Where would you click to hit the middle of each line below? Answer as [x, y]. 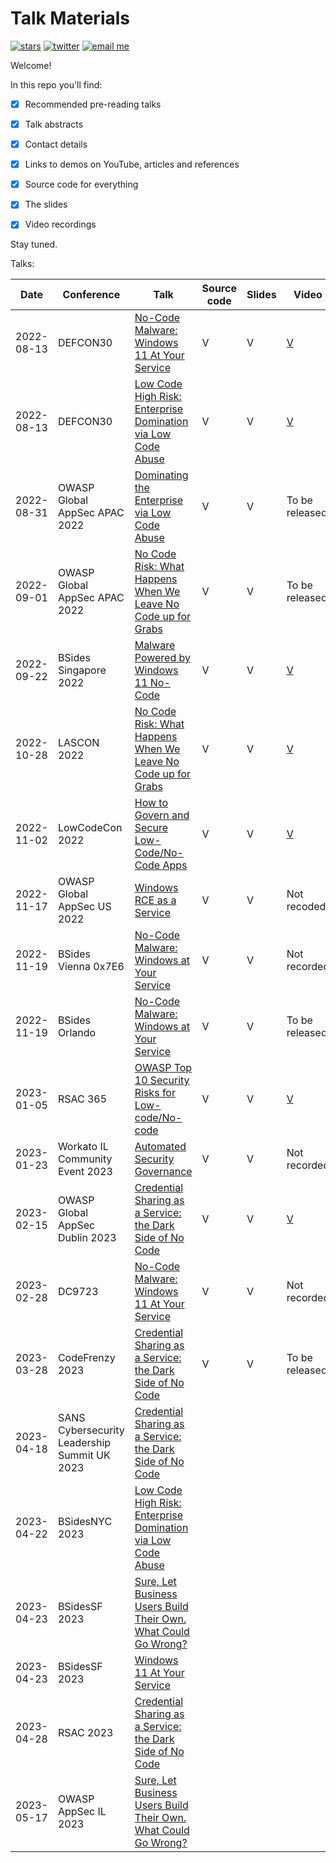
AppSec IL [82, 1812]
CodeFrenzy [86, 1358]
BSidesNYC [85, 1522]
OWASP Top [163, 1068]
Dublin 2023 [87, 1238]
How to [151, 803]
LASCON [78, 743]
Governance [163, 1172]
